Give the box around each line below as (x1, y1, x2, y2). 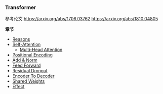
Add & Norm (12, 57, 38, 63)
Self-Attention (12, 42, 41, 47)
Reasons (12, 36, 31, 42)
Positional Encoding (12, 52, 53, 58)
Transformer (5, 4, 36, 11)
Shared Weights (12, 78, 45, 84)
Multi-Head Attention (19, 47, 63, 53)
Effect (12, 84, 25, 90)
